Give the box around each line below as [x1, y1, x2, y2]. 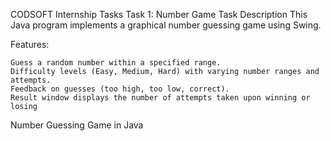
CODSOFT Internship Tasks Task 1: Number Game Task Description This [10, 9, 308, 20]
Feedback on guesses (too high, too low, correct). [10, 84, 230, 94]
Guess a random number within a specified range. [10, 58, 222, 68]
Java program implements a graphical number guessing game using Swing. [10, 19, 322, 31]
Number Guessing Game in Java [10, 119, 144, 131]
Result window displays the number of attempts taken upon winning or [10, 93, 311, 103]
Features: [10, 39, 50, 50]
